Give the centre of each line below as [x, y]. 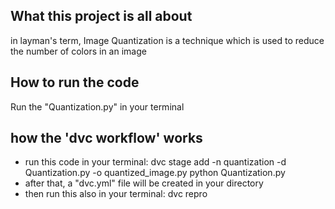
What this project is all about [101, 16]
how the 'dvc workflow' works [106, 138]
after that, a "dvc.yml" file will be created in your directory [144, 183]
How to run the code [75, 82]
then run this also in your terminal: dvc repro [116, 194]
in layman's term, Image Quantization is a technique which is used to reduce [167, 40]
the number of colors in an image [78, 51]
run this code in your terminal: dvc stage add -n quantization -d [155, 162]
